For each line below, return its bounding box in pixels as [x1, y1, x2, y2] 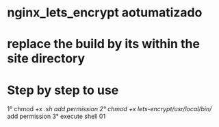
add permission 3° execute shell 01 [7, 112, 106, 121]
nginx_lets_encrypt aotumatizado [7, 5, 203, 21]
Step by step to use [7, 82, 119, 97]
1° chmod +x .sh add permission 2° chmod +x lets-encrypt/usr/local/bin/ [7, 105, 212, 113]
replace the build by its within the [7, 36, 201, 52]
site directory [7, 51, 86, 67]
